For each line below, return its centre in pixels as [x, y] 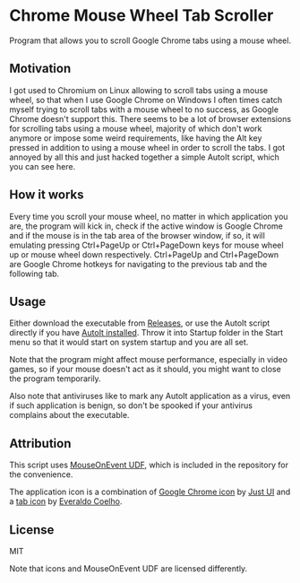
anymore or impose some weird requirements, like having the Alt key [136, 138]
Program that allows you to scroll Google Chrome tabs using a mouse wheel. [150, 40]
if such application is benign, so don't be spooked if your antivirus [131, 405]
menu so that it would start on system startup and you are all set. [129, 343]
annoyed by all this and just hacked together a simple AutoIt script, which [145, 157]
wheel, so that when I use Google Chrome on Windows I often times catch [146, 100]
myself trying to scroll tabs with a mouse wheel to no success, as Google [144, 109]
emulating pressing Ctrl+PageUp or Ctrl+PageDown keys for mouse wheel [146, 245]
